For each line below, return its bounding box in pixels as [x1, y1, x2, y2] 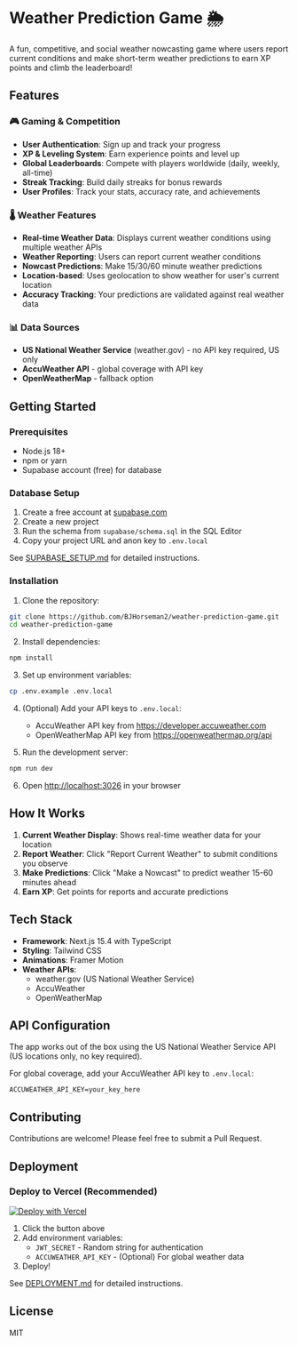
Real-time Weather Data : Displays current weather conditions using [21, 232, 271, 243]
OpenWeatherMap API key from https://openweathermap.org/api [35, 730, 272, 740]
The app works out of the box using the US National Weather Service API [9, 1042, 277, 1053]
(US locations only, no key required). [9, 1051, 143, 1061]
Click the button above [21, 1222, 106, 1233]
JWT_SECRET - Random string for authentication [35, 1242, 204, 1253]
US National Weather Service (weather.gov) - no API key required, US [21, 345, 280, 356]
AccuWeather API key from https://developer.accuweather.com [35, 720, 267, 731]
